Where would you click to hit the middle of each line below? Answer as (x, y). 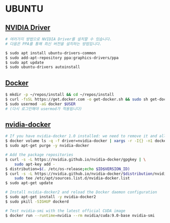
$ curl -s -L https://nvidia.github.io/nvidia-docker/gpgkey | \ (75, 159)
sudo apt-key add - (35, 164)
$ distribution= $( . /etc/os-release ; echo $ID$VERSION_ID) (68, 169)
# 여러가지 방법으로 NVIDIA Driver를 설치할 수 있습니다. (59, 39)
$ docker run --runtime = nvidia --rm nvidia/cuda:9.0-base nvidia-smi (80, 215)
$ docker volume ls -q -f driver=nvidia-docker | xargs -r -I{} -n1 (79, 141)
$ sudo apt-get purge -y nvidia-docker (47, 146)
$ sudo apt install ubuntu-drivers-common (51, 53)
